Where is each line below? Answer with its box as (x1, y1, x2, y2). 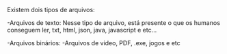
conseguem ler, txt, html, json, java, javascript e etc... (7, 26, 157, 34)
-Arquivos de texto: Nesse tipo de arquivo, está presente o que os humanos (7, 19, 221, 26)
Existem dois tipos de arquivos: (7, 6, 95, 13)
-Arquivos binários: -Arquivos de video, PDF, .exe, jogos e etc (7, 39, 181, 47)
